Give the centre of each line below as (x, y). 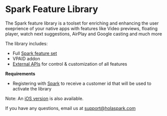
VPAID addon (26, 58)
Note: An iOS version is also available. (45, 98)
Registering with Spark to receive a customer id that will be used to (82, 83)
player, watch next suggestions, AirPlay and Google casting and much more (84, 34)
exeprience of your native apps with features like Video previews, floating (81, 28)
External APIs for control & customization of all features (70, 64)
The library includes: (26, 43)
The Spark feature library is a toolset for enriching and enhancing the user (82, 23)
